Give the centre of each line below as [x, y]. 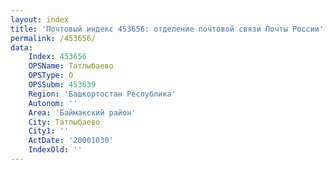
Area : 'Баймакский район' [82, 112]
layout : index [40, 19]
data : [21, 47]
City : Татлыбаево [64, 122]
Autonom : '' [53, 103]
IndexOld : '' [55, 150]
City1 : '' [49, 131]
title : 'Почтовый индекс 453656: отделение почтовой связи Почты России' [167, 29]
